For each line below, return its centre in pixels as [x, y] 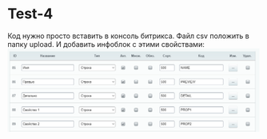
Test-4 [30, 14]
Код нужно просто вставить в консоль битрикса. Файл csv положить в [128, 36]
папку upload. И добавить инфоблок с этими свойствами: [106, 44]
